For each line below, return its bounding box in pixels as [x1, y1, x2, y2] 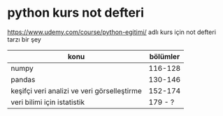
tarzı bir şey [7, 35, 42, 43]
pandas [10, 74, 36, 84]
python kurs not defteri [7, 5, 145, 21]
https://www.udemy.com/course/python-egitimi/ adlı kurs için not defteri [7, 28, 217, 36]
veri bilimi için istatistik [10, 97, 85, 107]
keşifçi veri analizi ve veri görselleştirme [10, 85, 142, 95]
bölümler [149, 51, 180, 61]
